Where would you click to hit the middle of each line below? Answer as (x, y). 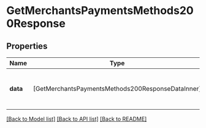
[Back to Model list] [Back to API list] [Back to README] (77, 119)
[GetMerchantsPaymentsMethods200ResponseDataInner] (117, 89)
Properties (27, 46)
